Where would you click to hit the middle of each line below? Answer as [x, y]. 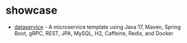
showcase [32, 10]
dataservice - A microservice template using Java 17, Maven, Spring [97, 27]
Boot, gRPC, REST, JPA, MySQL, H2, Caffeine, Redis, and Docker [94, 33]
